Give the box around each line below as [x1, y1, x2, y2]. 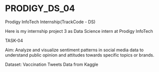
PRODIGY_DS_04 [5, 3, 75, 14]
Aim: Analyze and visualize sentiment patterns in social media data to [5, 47, 144, 53]
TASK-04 [5, 37, 23, 43]
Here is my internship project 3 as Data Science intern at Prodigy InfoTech [5, 28, 153, 34]
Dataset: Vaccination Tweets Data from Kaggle [5, 61, 99, 67]
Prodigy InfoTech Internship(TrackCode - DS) [5, 19, 96, 25]
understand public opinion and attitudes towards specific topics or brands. [5, 52, 155, 58]
